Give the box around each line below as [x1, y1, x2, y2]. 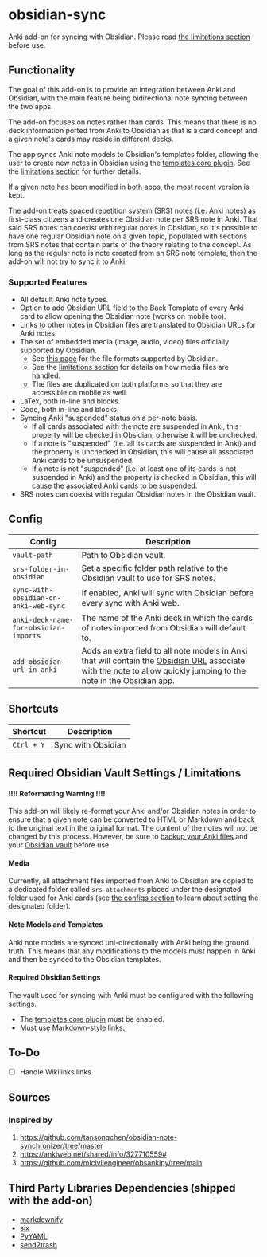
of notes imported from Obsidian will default [81, 622, 246, 633]
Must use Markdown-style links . [19, 1023, 126, 1032]
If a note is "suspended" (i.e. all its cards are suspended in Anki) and [31, 438, 257, 448]
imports [12, 631, 41, 640]
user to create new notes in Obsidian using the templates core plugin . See [8, 158, 250, 167]
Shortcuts [8, 702, 59, 716]
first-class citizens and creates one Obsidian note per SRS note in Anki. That [8, 214, 258, 224]
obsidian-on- [12, 593, 62, 603]
